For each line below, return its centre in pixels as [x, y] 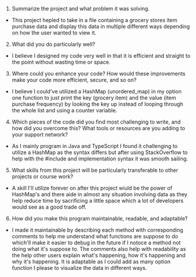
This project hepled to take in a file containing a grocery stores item [94, 20]
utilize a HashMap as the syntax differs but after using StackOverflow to [100, 152]
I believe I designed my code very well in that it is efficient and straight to [101, 56]
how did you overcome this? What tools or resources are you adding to [98, 128]
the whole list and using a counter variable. [64, 110]
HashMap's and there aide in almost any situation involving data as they [99, 194]
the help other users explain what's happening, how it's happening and [99, 255]
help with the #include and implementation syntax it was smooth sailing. [100, 159]
